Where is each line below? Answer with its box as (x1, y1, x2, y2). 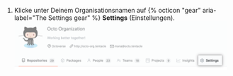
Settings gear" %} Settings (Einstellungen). (48, 13, 175, 22)
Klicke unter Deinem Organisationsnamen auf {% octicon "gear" (13, 6, 201, 14)
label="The (13, 13, 47, 22)
